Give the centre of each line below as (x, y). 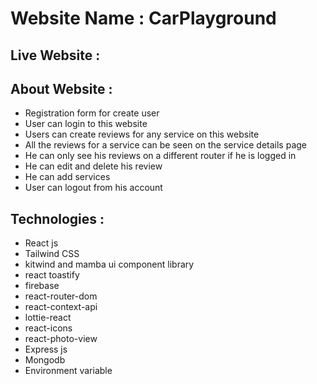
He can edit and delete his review (93, 166)
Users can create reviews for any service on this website (142, 134)
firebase (42, 286)
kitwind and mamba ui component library (109, 264)
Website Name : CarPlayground (143, 18)
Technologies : (57, 218)
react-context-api (61, 307)
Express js (46, 349)
